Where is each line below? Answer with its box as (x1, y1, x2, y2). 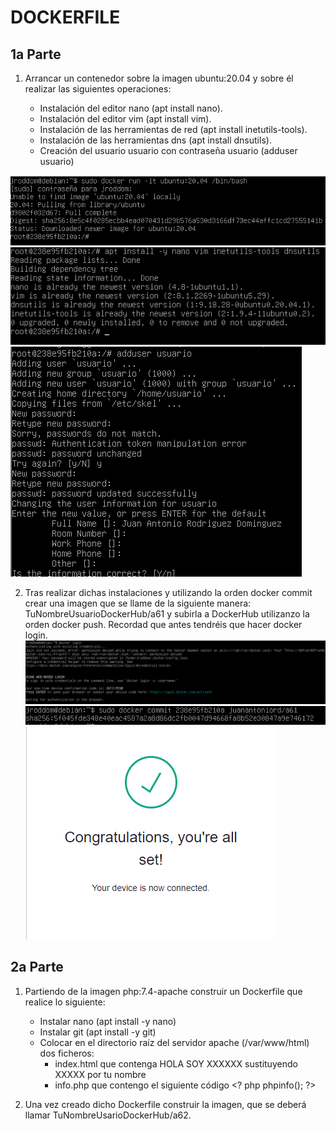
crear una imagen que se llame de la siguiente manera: (24, 597, 252, 610)
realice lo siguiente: (24, 996, 106, 1008)
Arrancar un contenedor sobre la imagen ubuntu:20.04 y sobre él (24, 72, 294, 84)
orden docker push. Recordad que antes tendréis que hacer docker (24, 619, 303, 631)
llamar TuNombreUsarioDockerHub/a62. (24, 1109, 192, 1121)
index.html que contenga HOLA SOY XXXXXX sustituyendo (54, 1057, 298, 1070)
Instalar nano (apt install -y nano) (39, 1015, 177, 1027)
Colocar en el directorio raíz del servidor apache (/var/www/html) (39, 1036, 310, 1048)
